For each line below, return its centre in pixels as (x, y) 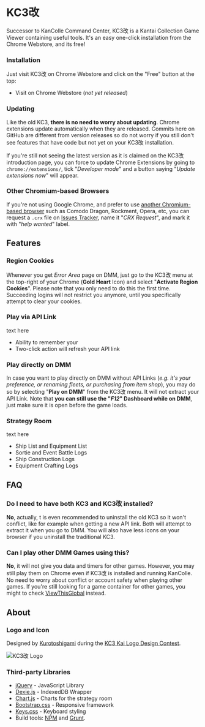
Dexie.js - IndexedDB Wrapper (53, 692)
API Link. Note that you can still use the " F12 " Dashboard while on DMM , (99, 399)
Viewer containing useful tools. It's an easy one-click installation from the (99, 37)
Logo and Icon (28, 630)
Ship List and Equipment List (51, 446)
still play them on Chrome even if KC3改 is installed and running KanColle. (99, 573)
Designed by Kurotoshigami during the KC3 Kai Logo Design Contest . (94, 643)
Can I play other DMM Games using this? (68, 553)
